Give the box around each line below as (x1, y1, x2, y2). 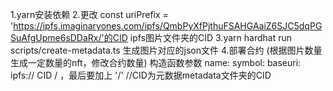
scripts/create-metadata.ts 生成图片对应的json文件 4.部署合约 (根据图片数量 (10, 44, 323, 56)
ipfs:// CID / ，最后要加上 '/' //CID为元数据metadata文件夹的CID (10, 69, 272, 81)
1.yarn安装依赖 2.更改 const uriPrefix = (10, 9, 169, 20)
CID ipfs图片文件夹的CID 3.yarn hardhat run (112, 32, 292, 43)
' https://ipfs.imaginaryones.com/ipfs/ (10, 20, 163, 32)
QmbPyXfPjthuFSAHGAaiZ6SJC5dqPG (162, 20, 323, 32)
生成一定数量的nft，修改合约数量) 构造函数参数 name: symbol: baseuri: (10, 57, 302, 68)
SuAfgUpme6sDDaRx (10, 32, 99, 43)
